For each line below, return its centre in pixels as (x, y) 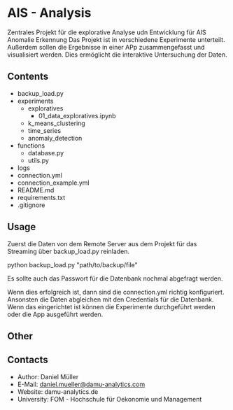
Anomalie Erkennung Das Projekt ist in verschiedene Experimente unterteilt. (116, 39)
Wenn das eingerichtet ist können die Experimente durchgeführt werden (111, 306)
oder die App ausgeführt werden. (55, 314)
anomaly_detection (55, 138)
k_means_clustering (56, 123)
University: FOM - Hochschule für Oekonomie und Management (110, 399)
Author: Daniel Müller (48, 376)
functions (31, 146)
